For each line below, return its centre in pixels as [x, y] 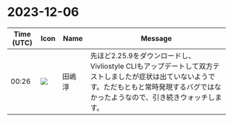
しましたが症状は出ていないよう [156, 76]
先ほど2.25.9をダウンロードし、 [143, 55]
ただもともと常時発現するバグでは [159, 87]
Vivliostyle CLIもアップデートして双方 [152, 66]
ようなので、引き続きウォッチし [163, 97]
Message [156, 38]
